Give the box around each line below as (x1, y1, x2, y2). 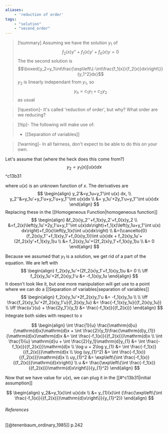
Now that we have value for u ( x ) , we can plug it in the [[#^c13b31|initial (5, 374, 151, 380)
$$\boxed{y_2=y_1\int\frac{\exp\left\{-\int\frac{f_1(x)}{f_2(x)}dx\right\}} (18, 66, 163, 72)
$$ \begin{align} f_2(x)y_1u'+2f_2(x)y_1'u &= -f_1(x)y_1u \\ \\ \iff (21, 294, 148, 300)
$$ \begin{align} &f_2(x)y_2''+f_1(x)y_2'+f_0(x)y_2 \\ (31, 217, 138, 223)
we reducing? (17, 112, 46, 118)
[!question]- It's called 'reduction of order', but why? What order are (17, 106, 158, 113)
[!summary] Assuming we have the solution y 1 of (17, 40, 118, 47)
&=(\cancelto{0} (113, 228, 147, 234)
